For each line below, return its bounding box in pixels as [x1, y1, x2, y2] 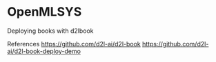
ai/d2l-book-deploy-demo [7, 47, 81, 55]
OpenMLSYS [7, 4, 82, 20]
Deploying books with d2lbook [7, 27, 94, 35]
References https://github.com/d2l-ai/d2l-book [7, 40, 141, 48]
